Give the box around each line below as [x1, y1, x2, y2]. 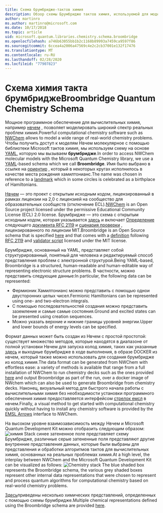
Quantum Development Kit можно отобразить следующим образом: [5, 426, 145, 432]
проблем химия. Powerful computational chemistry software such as [5, 130, 143, 136]
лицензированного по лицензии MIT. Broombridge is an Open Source [5, 227, 145, 233]
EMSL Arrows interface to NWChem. [5, 411, 78, 417]
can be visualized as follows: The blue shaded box [5, 462, 145, 468]
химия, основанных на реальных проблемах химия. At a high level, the [5, 452, 150, 457]
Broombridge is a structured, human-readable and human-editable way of [5, 263, 153, 269]
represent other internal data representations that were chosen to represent [5, 473, 156, 478]
